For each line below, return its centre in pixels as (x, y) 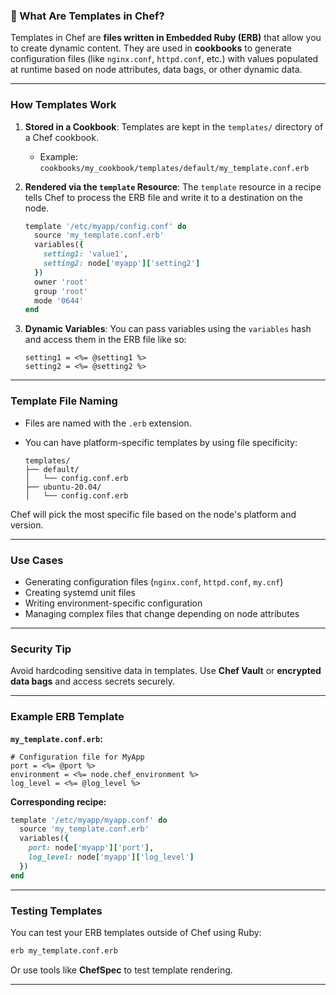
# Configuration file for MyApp (77, 757)
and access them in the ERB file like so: (105, 340)
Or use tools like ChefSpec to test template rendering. (121, 970)
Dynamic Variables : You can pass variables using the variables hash (168, 329)
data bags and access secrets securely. (92, 681)
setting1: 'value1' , (86, 254)
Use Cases (37, 560)
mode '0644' (59, 300)
